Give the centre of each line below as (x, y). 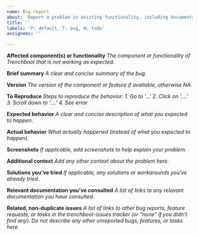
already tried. (23, 179)
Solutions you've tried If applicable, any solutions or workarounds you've (97, 173)
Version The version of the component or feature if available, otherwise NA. (99, 85)
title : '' (19, 22)
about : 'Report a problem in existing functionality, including (87, 17)
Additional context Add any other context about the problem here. (88, 161)
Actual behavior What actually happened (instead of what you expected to (99, 132)
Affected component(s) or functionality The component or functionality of (99, 56)
